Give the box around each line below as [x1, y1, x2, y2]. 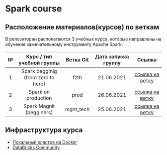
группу [103, 59, 121, 66]
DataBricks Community [12, 144, 60, 150]
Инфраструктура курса [5, 126, 83, 135]
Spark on [28, 88, 50, 95]
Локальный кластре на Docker [12, 139, 77, 145]
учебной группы [18, 59, 60, 66]
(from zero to [24, 74, 55, 81]
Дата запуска [95, 53, 129, 60]
